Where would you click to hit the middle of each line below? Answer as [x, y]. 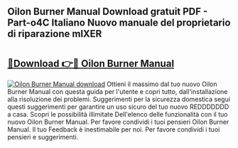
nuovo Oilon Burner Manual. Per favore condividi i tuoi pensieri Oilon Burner [118, 122]
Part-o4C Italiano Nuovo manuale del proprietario [119, 23]
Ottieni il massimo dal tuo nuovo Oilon [162, 84]
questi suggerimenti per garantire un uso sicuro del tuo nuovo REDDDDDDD [118, 107]
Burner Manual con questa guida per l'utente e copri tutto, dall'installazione [118, 91]
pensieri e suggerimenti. [43, 137]
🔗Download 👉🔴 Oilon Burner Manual [91, 63]
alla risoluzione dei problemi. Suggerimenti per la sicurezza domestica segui [119, 99]
